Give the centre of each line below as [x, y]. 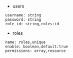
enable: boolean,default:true [37, 47]
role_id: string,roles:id [32, 24]
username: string [23, 15]
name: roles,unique [25, 42]
